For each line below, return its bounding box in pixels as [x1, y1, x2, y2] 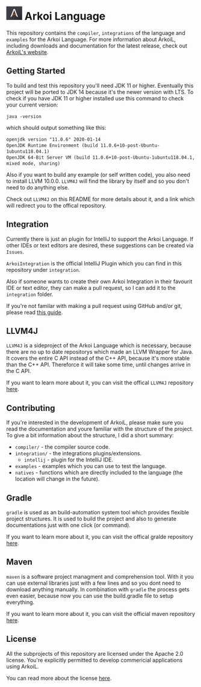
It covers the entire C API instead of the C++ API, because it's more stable [6, 355, 190, 362]
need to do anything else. [6, 183, 69, 191]
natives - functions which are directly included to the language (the [14, 469, 183, 476]
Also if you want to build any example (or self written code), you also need [6, 171, 191, 178]
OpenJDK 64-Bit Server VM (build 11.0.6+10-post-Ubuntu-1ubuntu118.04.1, [6, 154, 196, 161]
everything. [6, 599, 35, 606]
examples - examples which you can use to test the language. [14, 463, 167, 470]
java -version [6, 113, 42, 120]
